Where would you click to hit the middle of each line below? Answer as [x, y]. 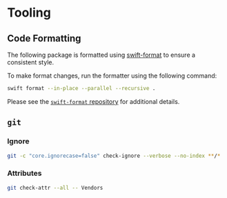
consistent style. [30, 62]
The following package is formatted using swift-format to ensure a [101, 55]
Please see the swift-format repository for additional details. [93, 101]
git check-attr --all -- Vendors [55, 188]
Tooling [29, 13]
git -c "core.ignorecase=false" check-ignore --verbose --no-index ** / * [114, 156]
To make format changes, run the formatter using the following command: [112, 75]
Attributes [24, 173]
